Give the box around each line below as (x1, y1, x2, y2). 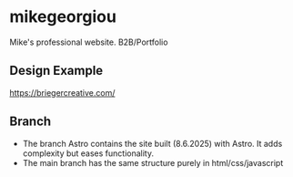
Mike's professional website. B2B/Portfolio (9, 36, 168, 47)
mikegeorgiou (9, 6, 116, 27)
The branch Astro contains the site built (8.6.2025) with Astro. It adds (22, 138, 283, 149)
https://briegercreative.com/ (9, 87, 116, 98)
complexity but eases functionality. (22, 148, 155, 159)
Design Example (9, 63, 104, 78)
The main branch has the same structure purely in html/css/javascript (22, 157, 284, 168)
